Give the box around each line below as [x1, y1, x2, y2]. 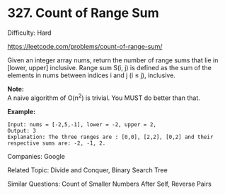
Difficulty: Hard [7, 28, 52, 37]
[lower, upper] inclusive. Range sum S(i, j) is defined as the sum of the [7, 63, 212, 72]
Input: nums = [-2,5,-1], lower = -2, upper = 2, [7, 121, 157, 128]
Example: [7, 107, 36, 116]
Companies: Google [7, 152, 66, 160]
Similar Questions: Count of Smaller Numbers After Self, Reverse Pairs [7, 179, 212, 188]
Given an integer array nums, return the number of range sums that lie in [7, 55, 219, 65]
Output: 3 [7, 127, 37, 134]
